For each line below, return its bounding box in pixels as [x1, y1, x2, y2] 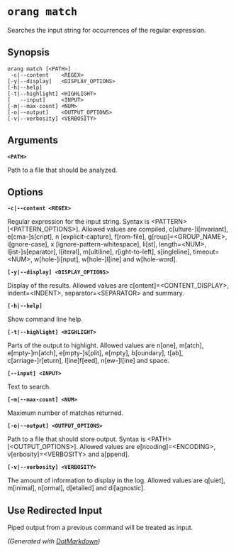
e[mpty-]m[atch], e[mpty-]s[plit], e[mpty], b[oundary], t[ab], [7, 349, 184, 357]
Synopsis [7, 46, 50, 58]
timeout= [192, 247, 220, 256]
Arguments [7, 134, 59, 146]
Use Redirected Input [7, 504, 103, 516]
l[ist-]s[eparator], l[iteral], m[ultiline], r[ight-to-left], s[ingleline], [7, 247, 192, 256]
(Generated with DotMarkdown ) [7, 537, 101, 546]
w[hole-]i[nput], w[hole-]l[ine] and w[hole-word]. [34, 255, 178, 264]
